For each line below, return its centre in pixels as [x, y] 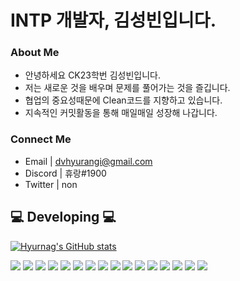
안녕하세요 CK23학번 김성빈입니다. [92, 75]
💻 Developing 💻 [63, 217]
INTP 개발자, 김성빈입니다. [113, 20]
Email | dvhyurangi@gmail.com [88, 161]
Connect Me [41, 139]
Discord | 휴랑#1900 [65, 173]
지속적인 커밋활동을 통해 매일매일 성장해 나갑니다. [121, 113]
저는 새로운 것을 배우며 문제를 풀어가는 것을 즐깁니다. [127, 88]
